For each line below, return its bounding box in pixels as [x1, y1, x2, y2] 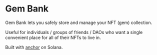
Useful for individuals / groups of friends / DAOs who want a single [5, 29, 143, 35]
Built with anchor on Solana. [5, 44, 63, 50]
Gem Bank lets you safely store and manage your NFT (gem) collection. [5, 19, 152, 25]
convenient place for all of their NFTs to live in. [5, 34, 101, 40]
